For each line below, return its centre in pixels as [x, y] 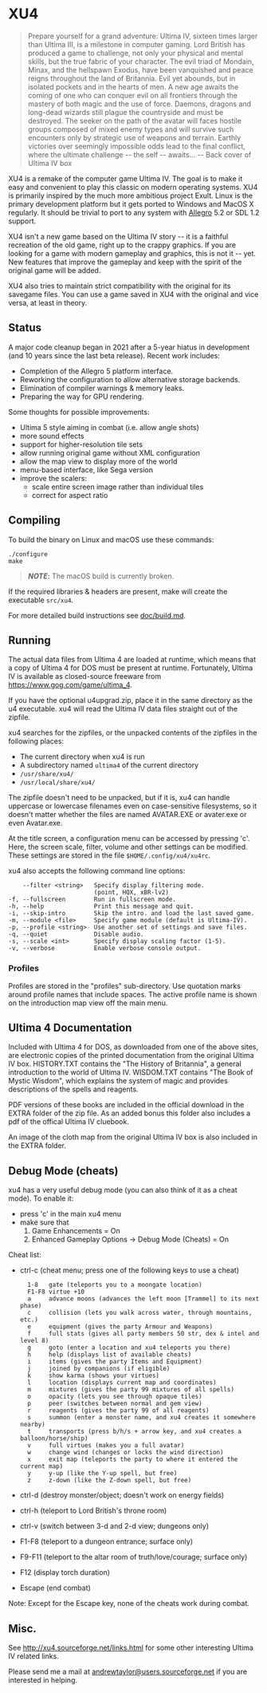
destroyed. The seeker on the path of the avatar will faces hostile [134, 120]
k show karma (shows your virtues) [93, 1376]
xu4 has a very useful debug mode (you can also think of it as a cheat [123, 1190]
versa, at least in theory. [48, 302]
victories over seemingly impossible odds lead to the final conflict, [136, 146]
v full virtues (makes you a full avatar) [106, 1446]
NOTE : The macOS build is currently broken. [101, 576]
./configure [28, 554]
